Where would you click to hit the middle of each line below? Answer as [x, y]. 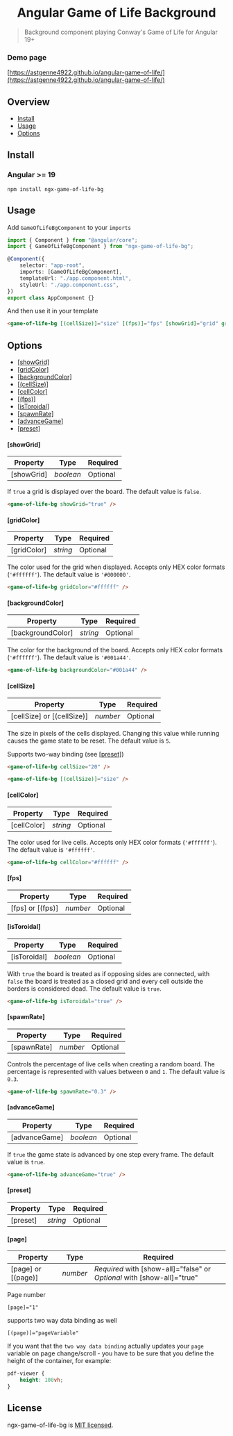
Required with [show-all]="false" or [153, 1269]
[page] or [26, 1269]
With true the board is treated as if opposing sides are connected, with [109, 973]
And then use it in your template [53, 311]
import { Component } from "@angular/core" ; [72, 240]
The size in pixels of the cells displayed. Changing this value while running [113, 733]
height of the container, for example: [59, 1361]
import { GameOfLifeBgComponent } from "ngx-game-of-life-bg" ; [101, 247]
